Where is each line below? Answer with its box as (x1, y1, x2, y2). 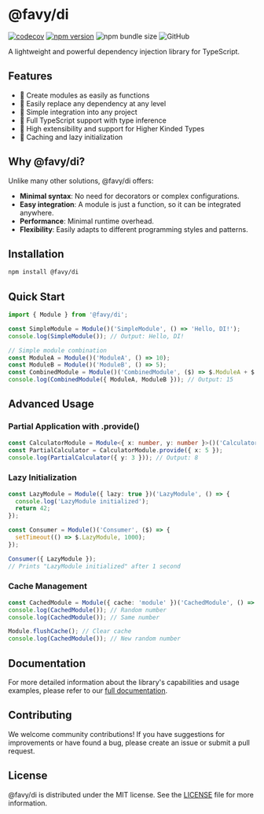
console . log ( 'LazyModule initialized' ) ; (15, 497, 149, 505)
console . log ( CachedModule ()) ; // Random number (8, 606, 167, 614)
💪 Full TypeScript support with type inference (19, 116, 167, 125)
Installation (8, 247, 64, 260)
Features (8, 69, 53, 83)
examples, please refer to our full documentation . (8, 686, 168, 695)
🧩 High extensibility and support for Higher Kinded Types (19, 123, 205, 133)
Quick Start (8, 289, 65, 304)
